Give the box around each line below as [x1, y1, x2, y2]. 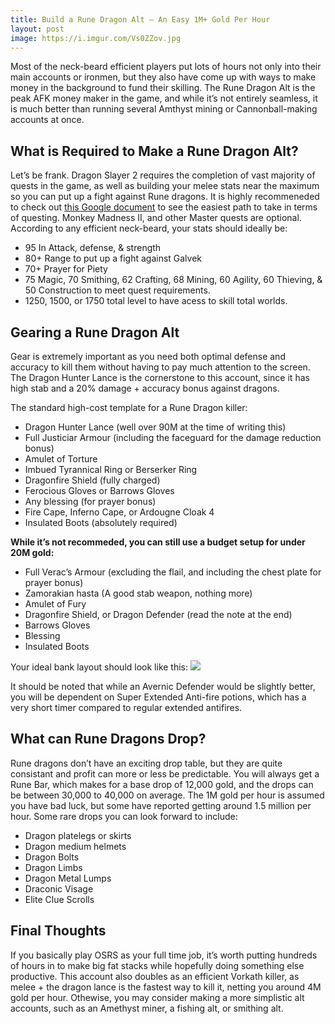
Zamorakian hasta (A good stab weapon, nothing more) [24, 587, 253, 599]
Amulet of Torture [24, 453, 98, 465]
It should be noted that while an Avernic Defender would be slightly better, [10, 681, 316, 692]
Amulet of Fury [24, 598, 87, 610]
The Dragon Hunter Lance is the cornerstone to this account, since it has [10, 372, 310, 383]
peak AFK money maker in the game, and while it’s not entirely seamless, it [10, 92, 318, 105]
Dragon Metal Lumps [24, 872, 112, 884]
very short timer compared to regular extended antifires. [10, 702, 243, 713]
